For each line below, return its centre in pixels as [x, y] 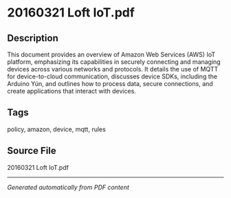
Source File [32, 151]
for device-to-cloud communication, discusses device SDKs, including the [112, 76]
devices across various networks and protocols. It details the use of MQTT [113, 69]
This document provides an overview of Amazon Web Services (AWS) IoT [111, 54]
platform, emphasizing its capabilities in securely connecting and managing [114, 62]
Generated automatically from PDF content [68, 187]
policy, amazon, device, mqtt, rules [57, 129]
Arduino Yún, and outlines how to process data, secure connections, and [110, 84]
